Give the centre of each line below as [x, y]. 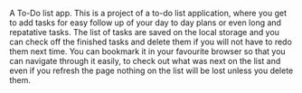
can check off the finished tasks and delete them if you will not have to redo [151, 42]
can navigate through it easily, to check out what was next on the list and [145, 61]
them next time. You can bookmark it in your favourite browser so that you [148, 51]
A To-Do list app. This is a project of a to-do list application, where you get [148, 13]
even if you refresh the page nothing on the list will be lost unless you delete [151, 70]
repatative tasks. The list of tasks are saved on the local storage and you [145, 32]
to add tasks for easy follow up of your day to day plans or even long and [146, 23]
